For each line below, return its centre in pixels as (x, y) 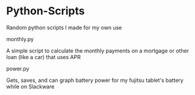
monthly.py (20, 39)
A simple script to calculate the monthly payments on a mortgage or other (98, 50)
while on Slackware (30, 86)
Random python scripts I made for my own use (64, 27)
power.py (18, 68)
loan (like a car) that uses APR (44, 57)
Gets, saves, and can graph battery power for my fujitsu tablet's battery (95, 80)
